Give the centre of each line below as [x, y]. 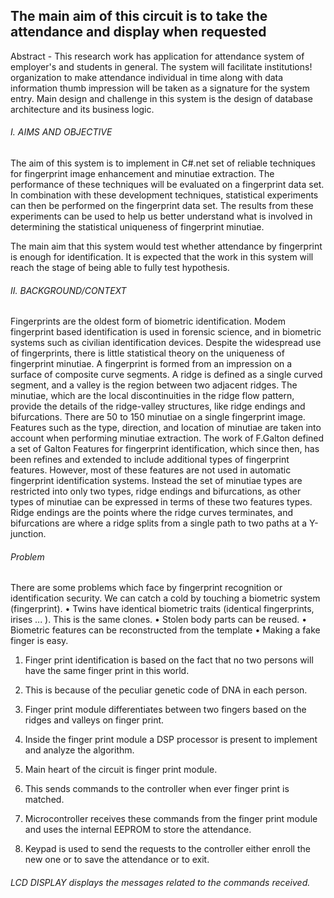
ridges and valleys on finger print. [94, 720]
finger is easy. [39, 641]
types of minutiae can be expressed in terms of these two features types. [161, 502]
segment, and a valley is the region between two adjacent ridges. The [154, 385]
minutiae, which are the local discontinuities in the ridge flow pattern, [152, 396]
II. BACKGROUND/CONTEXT [68, 290]
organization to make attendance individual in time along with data [147, 77]
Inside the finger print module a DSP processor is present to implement [171, 740]
